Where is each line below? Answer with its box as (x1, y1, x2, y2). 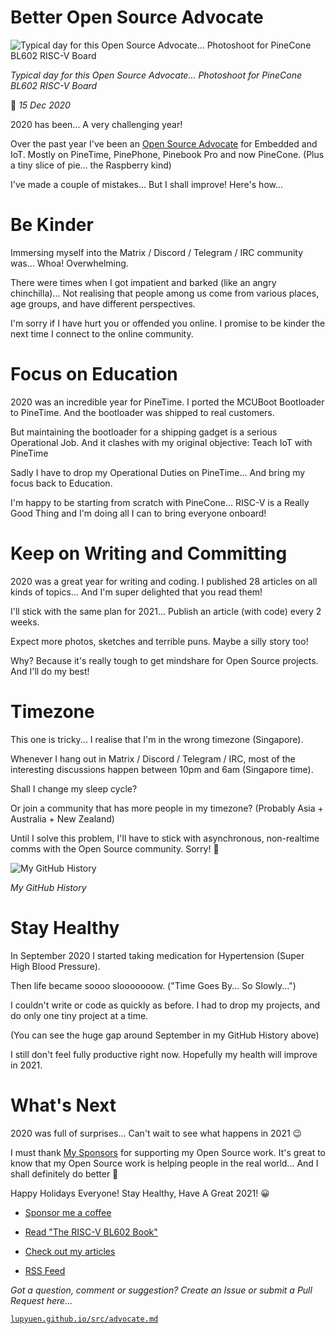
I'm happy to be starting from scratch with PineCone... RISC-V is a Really (10, 496, 310, 508)
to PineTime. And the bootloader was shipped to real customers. (10, 406, 275, 418)
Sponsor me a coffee (24, 1206, 112, 1218)
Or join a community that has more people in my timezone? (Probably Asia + (10, 802, 324, 814)
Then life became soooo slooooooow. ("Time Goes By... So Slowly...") (10, 979, 297, 991)
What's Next (10, 1094, 117, 1116)
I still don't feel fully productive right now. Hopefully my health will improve (10, 1048, 318, 1060)
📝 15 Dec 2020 (10, 99, 71, 111)
